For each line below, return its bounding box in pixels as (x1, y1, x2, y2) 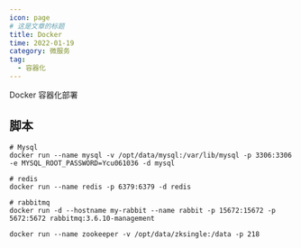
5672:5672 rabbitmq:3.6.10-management (9, 214, 155, 223)
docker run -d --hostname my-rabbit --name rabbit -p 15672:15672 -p (9, 206, 277, 215)
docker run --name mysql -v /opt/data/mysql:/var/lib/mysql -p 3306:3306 (9, 151, 293, 160)
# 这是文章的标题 (9, 22, 65, 31)
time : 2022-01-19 (9, 38, 75, 48)
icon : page (9, 13, 50, 23)
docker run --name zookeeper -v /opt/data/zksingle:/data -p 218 (9, 229, 260, 239)
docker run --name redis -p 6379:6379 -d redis (9, 182, 192, 191)
